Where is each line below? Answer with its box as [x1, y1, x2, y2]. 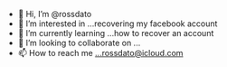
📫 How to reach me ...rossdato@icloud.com [17, 48, 184, 58]
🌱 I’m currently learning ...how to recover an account [17, 28, 214, 38]
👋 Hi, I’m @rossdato [17, 9, 92, 19]
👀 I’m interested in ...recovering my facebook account [17, 18, 218, 29]
